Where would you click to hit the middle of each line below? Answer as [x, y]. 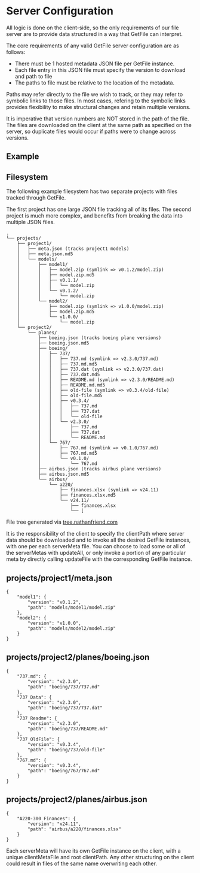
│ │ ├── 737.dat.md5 [69, 375]
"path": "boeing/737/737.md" [64, 687]
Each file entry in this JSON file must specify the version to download [100, 70]
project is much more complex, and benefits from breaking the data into [95, 216]
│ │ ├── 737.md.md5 [67, 364]
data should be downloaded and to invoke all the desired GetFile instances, [99, 540]
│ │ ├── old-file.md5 [70, 396]
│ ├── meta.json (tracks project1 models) [73, 249]
